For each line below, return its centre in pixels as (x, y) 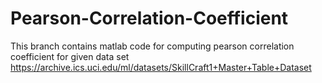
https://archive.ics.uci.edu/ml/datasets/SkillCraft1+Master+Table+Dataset (161, 67)
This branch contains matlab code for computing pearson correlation (152, 46)
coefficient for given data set (70, 56)
